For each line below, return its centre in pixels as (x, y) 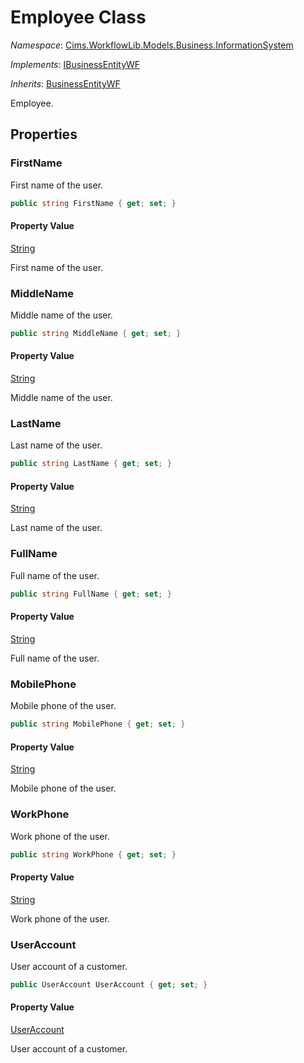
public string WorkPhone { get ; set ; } (93, 854)
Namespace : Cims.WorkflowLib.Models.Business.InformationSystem (152, 45)
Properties (44, 134)
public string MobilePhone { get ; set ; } (98, 724)
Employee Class (78, 17)
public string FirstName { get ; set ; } (93, 203)
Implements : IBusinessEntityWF (75, 64)
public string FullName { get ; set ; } (91, 594)
